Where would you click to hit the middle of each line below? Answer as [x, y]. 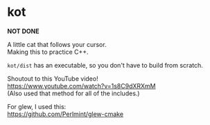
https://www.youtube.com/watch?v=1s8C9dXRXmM [81, 86]
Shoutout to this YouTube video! [53, 78]
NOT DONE [23, 31]
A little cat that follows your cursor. [57, 44]
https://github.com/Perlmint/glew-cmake [65, 114]
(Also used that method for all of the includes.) [73, 93]
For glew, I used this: [37, 106]
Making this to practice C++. [48, 52]
